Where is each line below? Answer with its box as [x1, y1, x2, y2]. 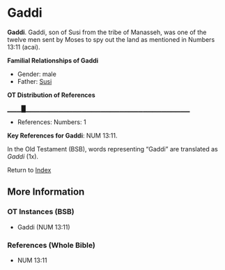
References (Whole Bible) [7, 240, 95, 250]
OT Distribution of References [7, 91, 95, 99]
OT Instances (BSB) [7, 207, 75, 217]
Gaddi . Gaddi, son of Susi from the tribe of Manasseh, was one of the [7, 28, 207, 36]
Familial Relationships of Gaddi [7, 56, 99, 64]
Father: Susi [17, 77, 52, 85]
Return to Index [7, 165, 52, 174]
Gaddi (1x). [7, 152, 39, 160]
